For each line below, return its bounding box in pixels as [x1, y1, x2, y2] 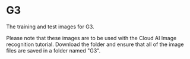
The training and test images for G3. [6, 23, 94, 30]
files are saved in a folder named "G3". [6, 47, 101, 54]
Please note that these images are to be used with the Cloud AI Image [6, 34, 177, 41]
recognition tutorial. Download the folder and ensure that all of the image [6, 41, 184, 48]
